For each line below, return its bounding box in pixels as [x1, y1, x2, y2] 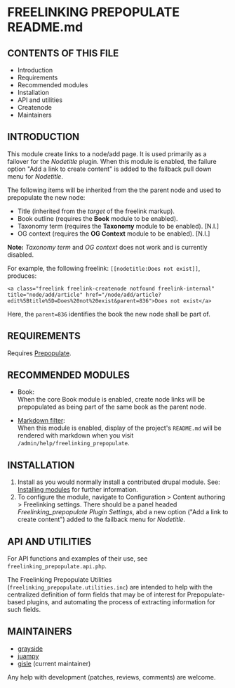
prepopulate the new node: [7, 193, 86, 201]
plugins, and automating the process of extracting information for [27, 598, 216, 606]
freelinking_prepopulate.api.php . [7, 562, 107, 571]
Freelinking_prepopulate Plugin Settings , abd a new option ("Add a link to [17, 508, 229, 516]
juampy [17, 651, 39, 660]
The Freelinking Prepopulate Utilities [7, 575, 112, 584]
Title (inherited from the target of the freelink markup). [17, 207, 175, 215]
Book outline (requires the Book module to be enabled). [17, 214, 178, 222]
